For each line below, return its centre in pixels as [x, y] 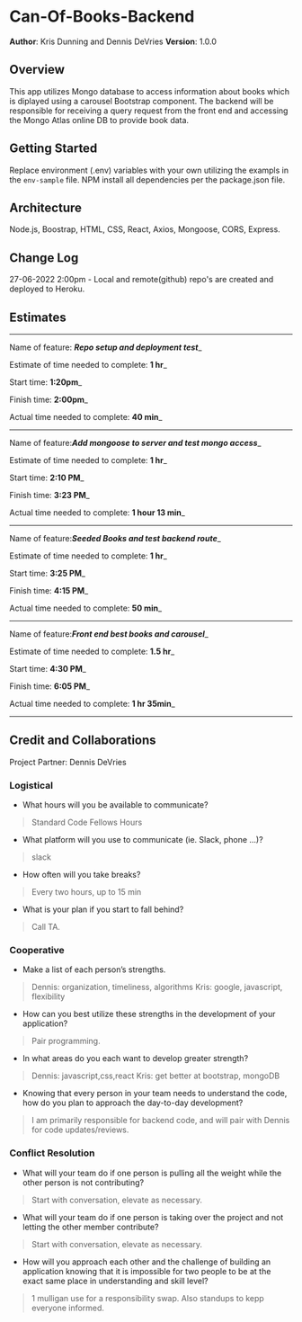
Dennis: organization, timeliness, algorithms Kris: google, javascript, [157, 987]
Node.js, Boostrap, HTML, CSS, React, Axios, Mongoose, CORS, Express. [145, 229]
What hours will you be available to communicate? [115, 805]
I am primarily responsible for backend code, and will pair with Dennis [160, 1121]
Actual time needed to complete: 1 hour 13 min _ [98, 513]
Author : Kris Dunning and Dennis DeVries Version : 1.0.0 [113, 41]
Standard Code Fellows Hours [87, 822]
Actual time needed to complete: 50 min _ [86, 608]
